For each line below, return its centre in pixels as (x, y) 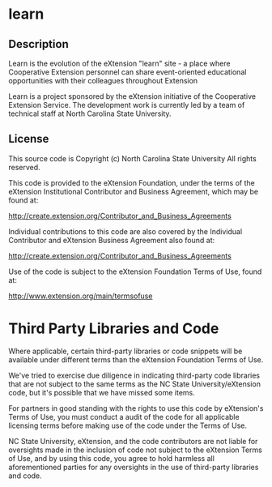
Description (38, 44)
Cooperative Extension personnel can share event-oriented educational (127, 72)
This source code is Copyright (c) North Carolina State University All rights (132, 158)
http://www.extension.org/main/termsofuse (81, 296)
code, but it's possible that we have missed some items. (102, 392)
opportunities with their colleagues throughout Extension (103, 81)
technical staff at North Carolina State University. (90, 113)
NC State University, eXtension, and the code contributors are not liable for (133, 441)
